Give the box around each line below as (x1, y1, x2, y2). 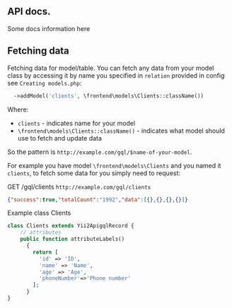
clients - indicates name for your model (17, 119, 136, 127)
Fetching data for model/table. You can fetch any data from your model (7, 64, 214, 72)
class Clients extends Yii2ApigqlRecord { (7, 223, 134, 230)
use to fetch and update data (17, 134, 103, 142)
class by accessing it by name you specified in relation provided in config (7, 71, 225, 80)
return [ (33, 249, 59, 256)
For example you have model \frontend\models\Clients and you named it (7, 161, 221, 170)
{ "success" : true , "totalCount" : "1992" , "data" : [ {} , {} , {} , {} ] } (7, 196, 189, 203)
